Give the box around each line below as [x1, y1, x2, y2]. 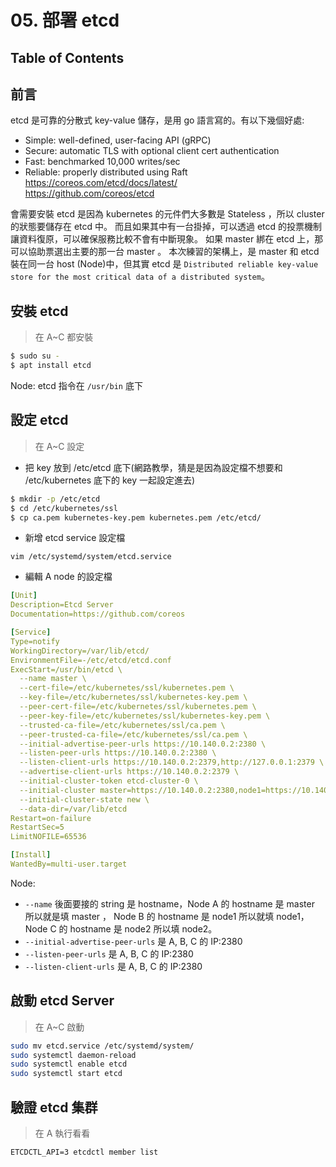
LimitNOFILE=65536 [10, 832, 87, 842]
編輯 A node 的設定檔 [24, 571, 113, 583]
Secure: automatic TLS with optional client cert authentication [24, 145, 280, 157]
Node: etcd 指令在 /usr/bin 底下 [10, 379, 143, 391]
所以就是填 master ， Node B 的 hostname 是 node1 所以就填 [24, 910, 275, 922]
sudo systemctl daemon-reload [10, 1050, 137, 1060]
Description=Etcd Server [10, 600, 114, 610]
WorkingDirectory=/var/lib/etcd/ [10, 646, 150, 656]
